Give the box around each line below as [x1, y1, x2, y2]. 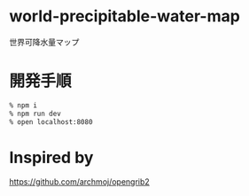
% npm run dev [9, 109, 62, 118]
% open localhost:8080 [9, 117, 93, 126]
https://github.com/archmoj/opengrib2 [9, 176, 151, 187]
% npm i [9, 100, 38, 110]
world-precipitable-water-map [9, 6, 241, 27]
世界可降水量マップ [9, 36, 80, 47]
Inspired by [9, 147, 94, 168]
